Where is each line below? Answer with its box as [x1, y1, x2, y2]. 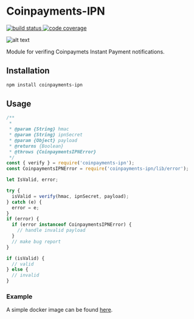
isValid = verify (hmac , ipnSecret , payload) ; [12, 193, 130, 199]
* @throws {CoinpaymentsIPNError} [9, 149, 97, 155]
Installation [6, 66, 50, 76]
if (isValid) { [6, 255, 45, 261]
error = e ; [12, 205, 40, 211]
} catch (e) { [6, 199, 43, 205]
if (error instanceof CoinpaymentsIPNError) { [12, 222, 132, 228]
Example [6, 292, 33, 301]
